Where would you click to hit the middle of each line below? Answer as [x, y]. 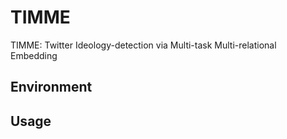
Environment [51, 87]
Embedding [34, 55]
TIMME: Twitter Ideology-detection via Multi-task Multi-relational [143, 45]
